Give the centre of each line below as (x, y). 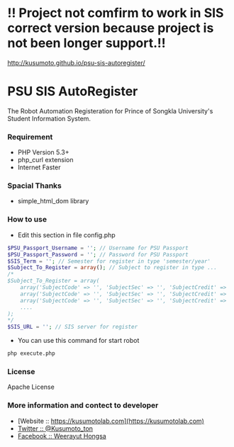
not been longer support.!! (87, 43)
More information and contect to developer (83, 405)
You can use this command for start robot (78, 341)
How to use (27, 220)
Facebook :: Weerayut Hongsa (62, 436)
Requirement (30, 137)
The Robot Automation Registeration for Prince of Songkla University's (110, 111)
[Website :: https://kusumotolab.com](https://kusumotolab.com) (111, 421)
